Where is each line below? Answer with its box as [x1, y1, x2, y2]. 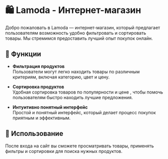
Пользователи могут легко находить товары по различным [12, 68, 140, 74]
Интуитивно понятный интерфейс [12, 104, 88, 110]
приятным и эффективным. [12, 115, 71, 121]
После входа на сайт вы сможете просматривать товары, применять [5, 142, 154, 149]
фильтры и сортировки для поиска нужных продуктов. [5, 148, 123, 154]
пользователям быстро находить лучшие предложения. [12, 94, 133, 100]
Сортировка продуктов [12, 84, 64, 90]
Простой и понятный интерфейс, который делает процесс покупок [12, 109, 156, 115]
